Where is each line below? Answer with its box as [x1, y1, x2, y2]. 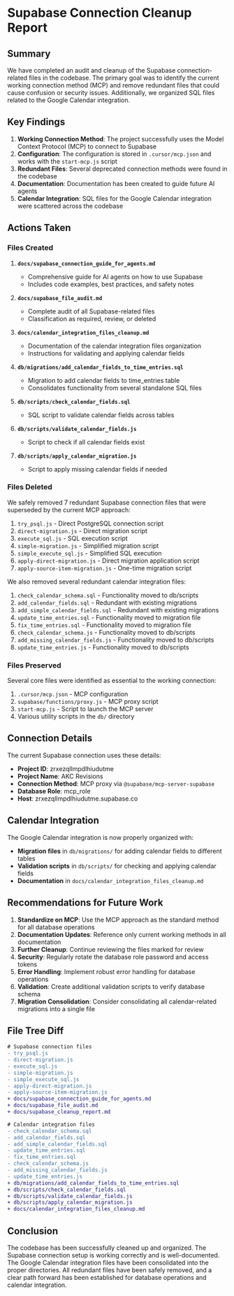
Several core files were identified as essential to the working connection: [7, 677, 217, 685]
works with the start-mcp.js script [17, 157, 117, 165]
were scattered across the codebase [17, 202, 124, 210]
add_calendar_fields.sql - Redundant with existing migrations [17, 598, 198, 607]
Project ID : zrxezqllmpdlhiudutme [17, 764, 114, 773]
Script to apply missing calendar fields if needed [27, 465, 168, 473]
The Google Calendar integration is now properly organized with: [7, 833, 194, 841]
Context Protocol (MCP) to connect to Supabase [17, 142, 157, 150]
